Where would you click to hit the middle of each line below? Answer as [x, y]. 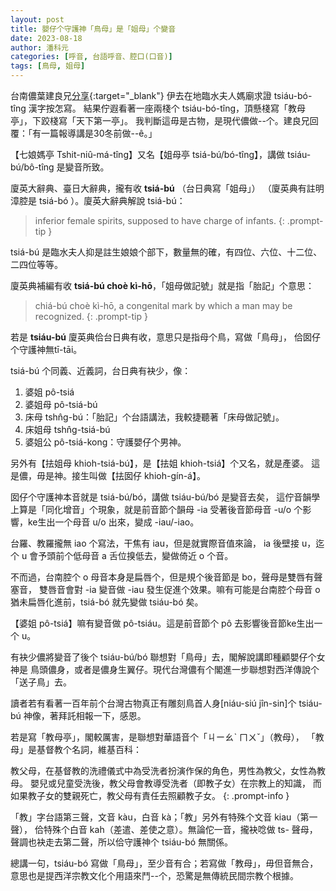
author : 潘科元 [39, 47]
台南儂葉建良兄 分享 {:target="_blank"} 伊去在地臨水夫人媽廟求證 [141, 95]
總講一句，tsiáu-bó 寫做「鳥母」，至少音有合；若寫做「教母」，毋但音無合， [164, 863]
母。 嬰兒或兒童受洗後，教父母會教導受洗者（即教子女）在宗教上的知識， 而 [166, 783]
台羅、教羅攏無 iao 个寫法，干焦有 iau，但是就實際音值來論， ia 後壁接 [155, 543]
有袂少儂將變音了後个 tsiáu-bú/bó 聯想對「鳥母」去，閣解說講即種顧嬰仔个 [163, 657]
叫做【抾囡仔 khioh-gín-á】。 [147, 475]
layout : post [37, 19]
